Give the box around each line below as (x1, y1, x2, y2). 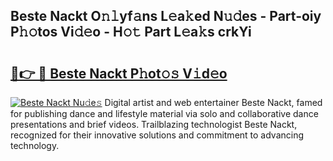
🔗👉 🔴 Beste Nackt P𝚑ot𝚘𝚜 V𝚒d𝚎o (10, 65, 228, 82)
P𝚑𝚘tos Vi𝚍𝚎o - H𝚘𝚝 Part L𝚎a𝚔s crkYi (10, 24, 252, 41)
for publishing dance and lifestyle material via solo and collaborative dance (10, 108, 319, 119)
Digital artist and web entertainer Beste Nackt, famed (104, 97, 323, 108)
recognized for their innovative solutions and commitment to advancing (10, 129, 305, 141)
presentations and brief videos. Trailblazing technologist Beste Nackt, (10, 119, 298, 130)
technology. (10, 140, 60, 151)
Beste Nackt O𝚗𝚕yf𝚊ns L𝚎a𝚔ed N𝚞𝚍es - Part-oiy (10, 8, 322, 25)
